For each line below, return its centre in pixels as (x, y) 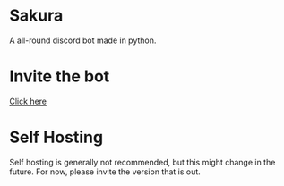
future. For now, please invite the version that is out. (105, 172)
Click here (28, 101)
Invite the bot (60, 76)
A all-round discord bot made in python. (83, 40)
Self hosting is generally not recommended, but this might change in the (142, 162)
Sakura (36, 16)
